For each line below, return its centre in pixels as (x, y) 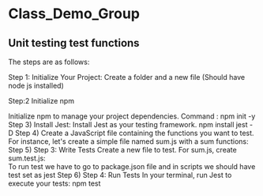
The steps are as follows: (49, 62)
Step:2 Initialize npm (41, 101)
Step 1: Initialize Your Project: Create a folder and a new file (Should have (127, 77)
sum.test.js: (27, 158)
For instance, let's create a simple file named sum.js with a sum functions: (128, 141)
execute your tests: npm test (54, 183)
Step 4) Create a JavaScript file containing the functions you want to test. (135, 133)
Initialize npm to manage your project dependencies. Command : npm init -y (132, 116)
